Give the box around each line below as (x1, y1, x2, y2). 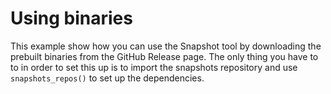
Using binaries (10, 7, 133, 30)
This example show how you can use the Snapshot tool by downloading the (10, 40, 322, 52)
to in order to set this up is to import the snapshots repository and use (10, 61, 298, 73)
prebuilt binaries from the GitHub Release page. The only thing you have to (10, 50, 319, 62)
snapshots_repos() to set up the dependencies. (10, 72, 205, 84)
